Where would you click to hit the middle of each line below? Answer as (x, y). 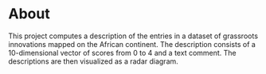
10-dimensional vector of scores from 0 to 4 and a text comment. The (122, 53)
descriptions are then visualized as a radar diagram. (94, 61)
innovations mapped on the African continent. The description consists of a (132, 44)
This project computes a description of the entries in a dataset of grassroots (133, 36)
